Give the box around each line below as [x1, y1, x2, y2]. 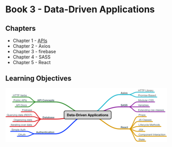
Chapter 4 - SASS [12, 54, 51, 60]
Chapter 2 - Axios [12, 43, 50, 49]
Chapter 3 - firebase [12, 49, 56, 54]
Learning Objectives [5, 74, 72, 83]
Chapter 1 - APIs [12, 37, 48, 44]
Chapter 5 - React [12, 59, 51, 65]
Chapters [5, 24, 36, 33]
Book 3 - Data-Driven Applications [5, 4, 155, 15]
